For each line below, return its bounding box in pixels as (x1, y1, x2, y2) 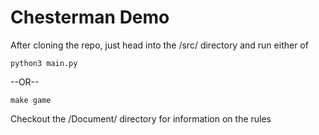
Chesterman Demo (10, 6, 170, 29)
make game (10, 95, 52, 105)
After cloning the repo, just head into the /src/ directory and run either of (10, 39, 309, 51)
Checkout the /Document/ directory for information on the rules (10, 112, 272, 125)
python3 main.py (10, 58, 78, 68)
